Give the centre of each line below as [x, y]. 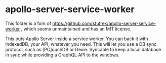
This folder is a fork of [28, 23]
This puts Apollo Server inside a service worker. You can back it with [77, 39]
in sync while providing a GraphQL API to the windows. [63, 55]
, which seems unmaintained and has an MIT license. [76, 28]
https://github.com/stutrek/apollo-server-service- [104, 23]
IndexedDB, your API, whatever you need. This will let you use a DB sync [81, 44]
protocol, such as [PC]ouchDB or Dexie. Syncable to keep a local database [83, 49]
